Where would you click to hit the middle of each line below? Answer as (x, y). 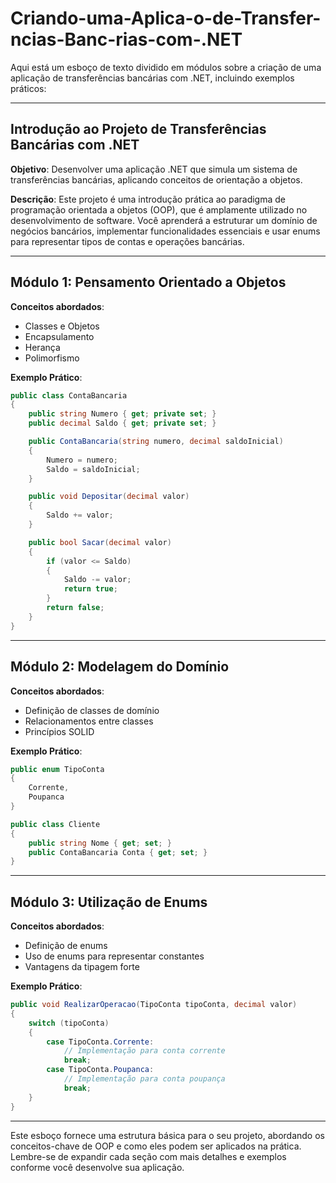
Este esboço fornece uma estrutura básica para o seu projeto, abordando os (167, 1135)
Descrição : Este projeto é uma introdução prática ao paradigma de (148, 199)
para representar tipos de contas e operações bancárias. (127, 241)
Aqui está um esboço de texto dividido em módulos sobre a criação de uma (166, 67)
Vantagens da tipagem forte (82, 967)
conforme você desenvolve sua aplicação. (97, 1167)
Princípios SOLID (59, 731)
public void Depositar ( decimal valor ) (109, 497)
